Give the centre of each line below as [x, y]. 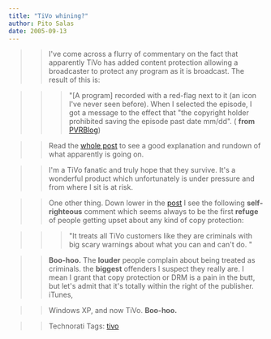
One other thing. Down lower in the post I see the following [146, 203]
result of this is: [74, 80]
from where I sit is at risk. [91, 187]
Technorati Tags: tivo [84, 326]
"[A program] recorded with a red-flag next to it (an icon [163, 96]
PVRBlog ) [85, 130]
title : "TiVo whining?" [49, 16]
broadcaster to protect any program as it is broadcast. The [146, 71]
